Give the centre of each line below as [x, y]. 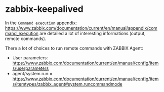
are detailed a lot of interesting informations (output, [92, 33]
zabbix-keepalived [44, 9]
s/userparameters [30, 68]
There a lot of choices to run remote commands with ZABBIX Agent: [74, 48]
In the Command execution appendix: [41, 23]
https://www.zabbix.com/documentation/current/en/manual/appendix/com [81, 28]
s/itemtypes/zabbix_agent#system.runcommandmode [67, 84]
